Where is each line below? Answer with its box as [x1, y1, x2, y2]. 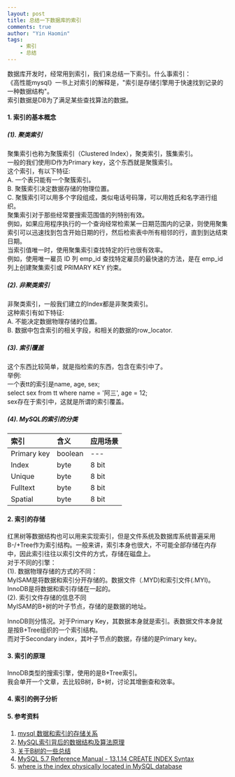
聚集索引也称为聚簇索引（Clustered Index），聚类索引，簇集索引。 [7, 149, 197, 158]
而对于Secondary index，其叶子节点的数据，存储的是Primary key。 [7, 634, 201, 642]
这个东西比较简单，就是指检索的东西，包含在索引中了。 [7, 363, 166, 371]
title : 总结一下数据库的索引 [7, 17, 82, 24]
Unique [10, 471, 35, 481]
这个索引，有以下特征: [7, 167, 71, 175]
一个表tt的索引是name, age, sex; [7, 380, 100, 388]
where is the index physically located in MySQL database [17, 762, 183, 770]
